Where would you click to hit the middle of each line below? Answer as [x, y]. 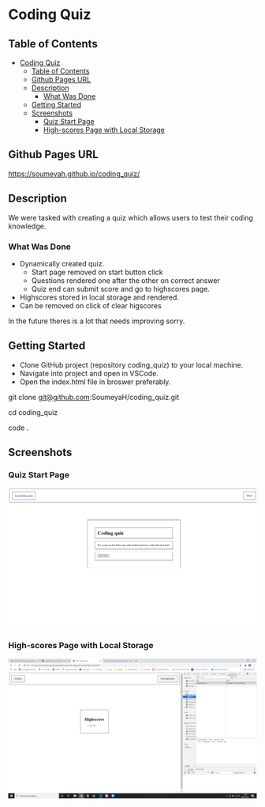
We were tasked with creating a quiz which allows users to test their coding [131, 217]
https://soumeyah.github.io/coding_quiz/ [74, 173]
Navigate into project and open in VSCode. [89, 373]
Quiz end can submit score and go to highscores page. [121, 288]
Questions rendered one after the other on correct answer [126, 280]
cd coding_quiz [33, 412]
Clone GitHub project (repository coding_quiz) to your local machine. [131, 364]
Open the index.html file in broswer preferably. [95, 382]
